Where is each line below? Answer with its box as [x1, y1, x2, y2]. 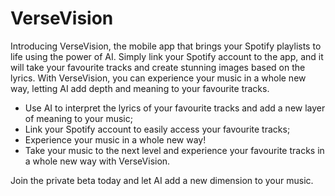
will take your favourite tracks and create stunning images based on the [10, 61, 306, 73]
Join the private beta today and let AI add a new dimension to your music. [10, 174, 314, 186]
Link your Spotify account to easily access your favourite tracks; [24, 123, 291, 135]
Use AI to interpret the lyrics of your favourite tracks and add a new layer [24, 102, 326, 114]
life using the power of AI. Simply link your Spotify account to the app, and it [10, 50, 324, 62]
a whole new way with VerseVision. [24, 155, 171, 167]
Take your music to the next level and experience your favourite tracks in [24, 144, 325, 156]
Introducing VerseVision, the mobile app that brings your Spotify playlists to [10, 40, 322, 52]
